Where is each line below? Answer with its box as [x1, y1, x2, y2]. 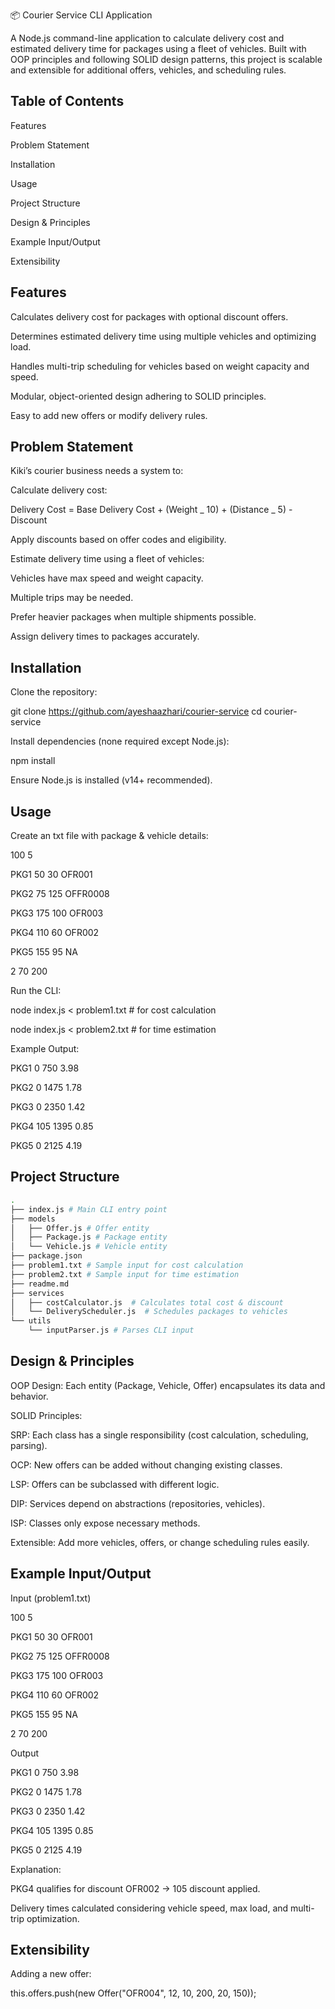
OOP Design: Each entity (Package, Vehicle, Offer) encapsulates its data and [10, 1379, 326, 1391]
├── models [10, 1214, 56, 1224]
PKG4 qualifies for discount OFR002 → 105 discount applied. [10, 1882, 261, 1894]
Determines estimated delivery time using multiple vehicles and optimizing [10, 330, 317, 342]
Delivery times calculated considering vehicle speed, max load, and [10, 1902, 289, 1914]
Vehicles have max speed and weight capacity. [10, 572, 204, 584]
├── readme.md [10, 1279, 70, 1289]
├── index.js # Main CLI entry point [10, 1204, 168, 1214]
